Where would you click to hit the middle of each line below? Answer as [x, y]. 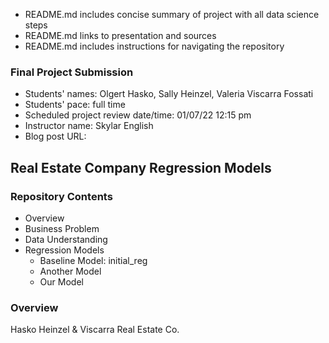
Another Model [70, 271]
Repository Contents [61, 196]
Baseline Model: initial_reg [93, 260]
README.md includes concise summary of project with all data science [172, 14]
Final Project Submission [72, 72]
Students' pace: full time [75, 105]
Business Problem [62, 228]
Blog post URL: [55, 136]
